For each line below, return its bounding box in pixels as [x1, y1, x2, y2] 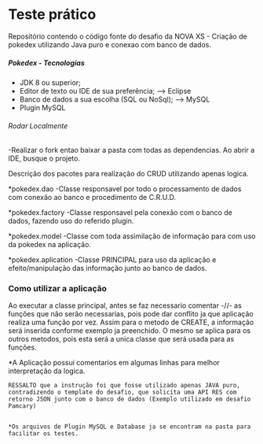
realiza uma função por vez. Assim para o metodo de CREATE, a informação [8, 317, 254, 327]
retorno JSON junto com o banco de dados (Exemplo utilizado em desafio [8, 395, 251, 403]
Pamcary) [8, 402, 37, 410]
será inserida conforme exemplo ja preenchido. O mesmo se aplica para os [8, 326, 251, 335]
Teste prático [8, 6, 97, 24]
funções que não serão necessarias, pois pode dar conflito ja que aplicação [8, 309, 254, 319]
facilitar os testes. [8, 430, 79, 438]
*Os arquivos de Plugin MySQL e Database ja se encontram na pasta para [8, 423, 251, 431]
